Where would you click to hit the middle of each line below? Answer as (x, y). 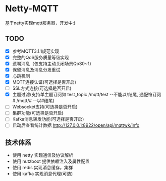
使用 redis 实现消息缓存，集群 (43, 168)
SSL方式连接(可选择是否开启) (42, 88)
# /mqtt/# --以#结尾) (33, 101)
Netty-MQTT (32, 9)
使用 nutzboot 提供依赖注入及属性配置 (51, 161)
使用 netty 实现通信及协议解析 (43, 155)
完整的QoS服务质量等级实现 (41, 57)
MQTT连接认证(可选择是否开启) (44, 82)
